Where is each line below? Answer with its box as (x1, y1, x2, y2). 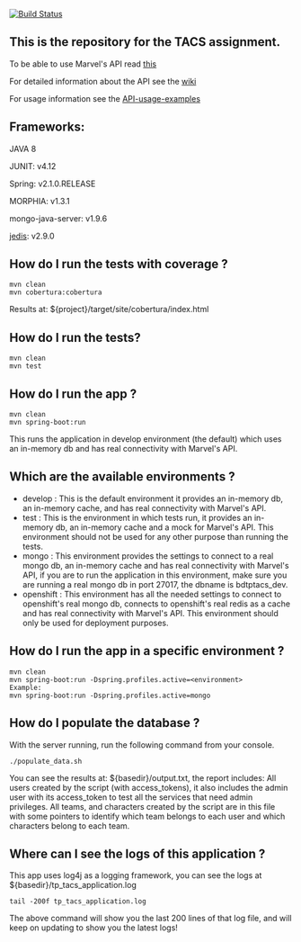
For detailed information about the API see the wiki (9, 76, 197, 86)
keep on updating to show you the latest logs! (9, 922, 178, 933)
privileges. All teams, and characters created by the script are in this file (9, 801, 276, 812)
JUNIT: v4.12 (9, 160, 57, 171)
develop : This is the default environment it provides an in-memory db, (22, 493, 284, 504)
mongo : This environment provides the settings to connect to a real (22, 550, 274, 561)
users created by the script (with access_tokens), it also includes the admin (9, 782, 288, 793)
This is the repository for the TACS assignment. (9, 34, 281, 49)
